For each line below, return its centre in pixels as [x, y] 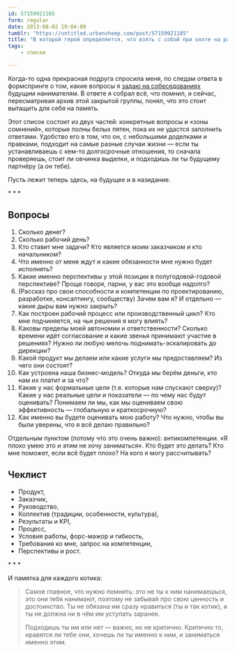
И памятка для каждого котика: [55, 578]
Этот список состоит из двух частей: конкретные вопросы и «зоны [108, 121]
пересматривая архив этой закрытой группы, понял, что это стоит [107, 100]
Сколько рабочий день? [54, 239]
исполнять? [35, 268]
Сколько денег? [41, 232]
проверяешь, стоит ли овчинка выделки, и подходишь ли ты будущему [114, 158]
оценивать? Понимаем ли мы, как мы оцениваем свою [100, 402]
